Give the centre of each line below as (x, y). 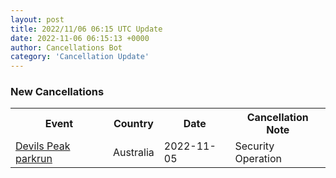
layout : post (37, 19)
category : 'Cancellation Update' (80, 57)
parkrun (34, 159)
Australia (133, 153)
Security (254, 146)
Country (133, 124)
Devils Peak (43, 146)
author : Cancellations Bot (66, 47)
